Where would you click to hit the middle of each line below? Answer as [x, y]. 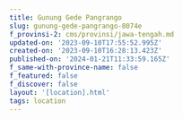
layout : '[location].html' [60, 92]
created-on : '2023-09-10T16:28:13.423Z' [86, 51]
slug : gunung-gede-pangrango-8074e [76, 26]
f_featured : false [44, 76]
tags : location [38, 101]
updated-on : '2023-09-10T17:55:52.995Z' [86, 42]
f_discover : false [44, 84]
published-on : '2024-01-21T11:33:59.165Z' [90, 59]
